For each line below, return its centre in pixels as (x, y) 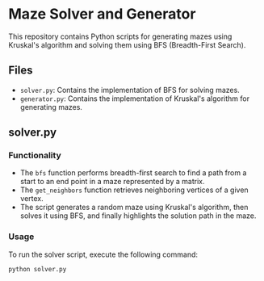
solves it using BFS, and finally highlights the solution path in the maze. (138, 216)
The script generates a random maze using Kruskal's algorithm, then (134, 208)
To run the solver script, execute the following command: (103, 254)
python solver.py (38, 269)
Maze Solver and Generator (102, 14)
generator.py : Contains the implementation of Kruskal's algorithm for (135, 99)
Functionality (35, 156)
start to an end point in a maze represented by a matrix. (112, 182)
